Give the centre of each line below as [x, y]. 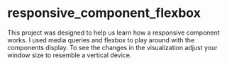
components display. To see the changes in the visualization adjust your [112, 47]
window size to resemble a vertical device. [70, 55]
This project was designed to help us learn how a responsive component [113, 32]
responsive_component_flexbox [104, 13]
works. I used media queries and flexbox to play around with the [101, 40]
